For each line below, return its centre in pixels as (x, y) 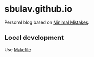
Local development (34, 38)
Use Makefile (18, 49)
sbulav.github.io (38, 9)
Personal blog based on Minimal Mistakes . (47, 22)
